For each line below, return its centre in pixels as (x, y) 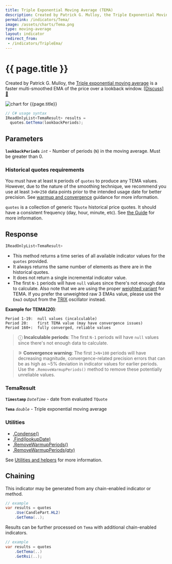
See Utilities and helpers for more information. (54, 460)
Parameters (24, 139)
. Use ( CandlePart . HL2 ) (37, 513)
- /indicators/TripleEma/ (35, 44)
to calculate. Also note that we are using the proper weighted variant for (89, 289)
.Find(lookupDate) (32, 439)
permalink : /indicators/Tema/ (38, 19)
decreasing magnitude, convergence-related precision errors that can (91, 358)
